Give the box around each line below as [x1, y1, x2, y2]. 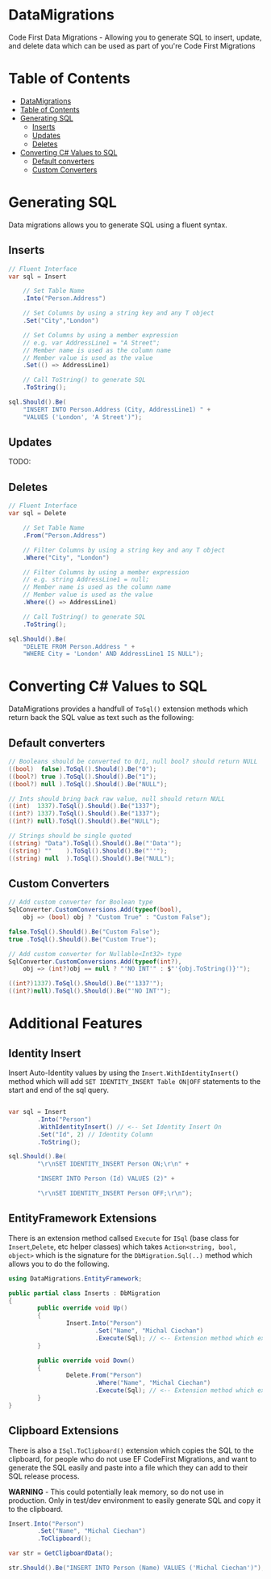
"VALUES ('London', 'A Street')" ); [23, 413, 143, 421]
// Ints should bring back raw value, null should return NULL [8, 794, 226, 802]
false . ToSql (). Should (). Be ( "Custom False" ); [8, 928, 161, 936]
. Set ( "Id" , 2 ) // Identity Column [37, 1130, 153, 1138]
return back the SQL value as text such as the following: [8, 713, 194, 722]
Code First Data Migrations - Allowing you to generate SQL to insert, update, [8, 32, 262, 42]
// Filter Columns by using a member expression [23, 568, 190, 576]
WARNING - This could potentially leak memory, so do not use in [8, 1487, 224, 1496]
